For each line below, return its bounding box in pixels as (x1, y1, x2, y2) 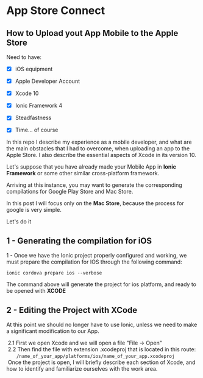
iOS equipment (15, 65, 53, 72)
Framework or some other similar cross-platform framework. (6, 170, 160, 177)
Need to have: (6, 54, 41, 61)
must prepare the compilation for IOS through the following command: (6, 258, 182, 265)
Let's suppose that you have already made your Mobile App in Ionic (6, 163, 177, 170)
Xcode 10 (15, 89, 39, 97)
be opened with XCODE (6, 287, 66, 295)
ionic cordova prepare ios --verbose (6, 270, 102, 276)
